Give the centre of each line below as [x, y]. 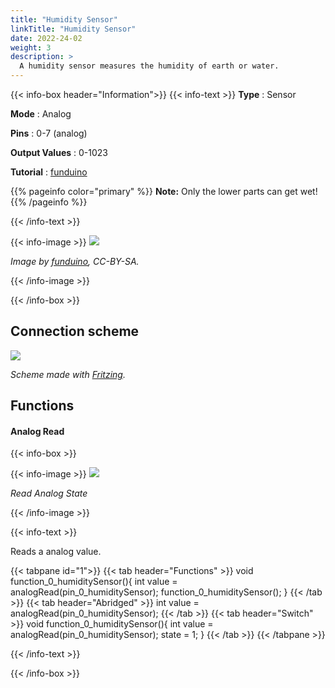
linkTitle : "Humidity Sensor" [73, 29]
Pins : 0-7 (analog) [49, 133]
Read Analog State [49, 493]
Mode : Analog [41, 114]
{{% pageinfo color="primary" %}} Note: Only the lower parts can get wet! [164, 191]
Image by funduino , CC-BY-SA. [75, 261]
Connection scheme [75, 331]
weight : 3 [31, 47]
